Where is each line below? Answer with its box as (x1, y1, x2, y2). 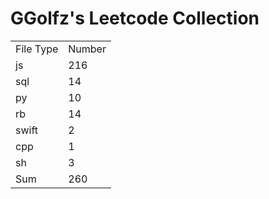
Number (68, 42, 107, 56)
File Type (15, 42, 59, 56)
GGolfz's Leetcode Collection (10, 7, 260, 30)
